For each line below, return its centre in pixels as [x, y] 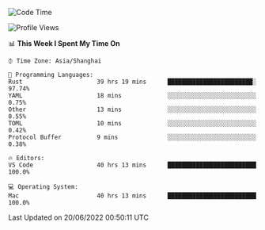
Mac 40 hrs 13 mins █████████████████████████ [132, 196]
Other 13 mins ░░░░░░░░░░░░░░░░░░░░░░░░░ [132, 109]
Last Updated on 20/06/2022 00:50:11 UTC [78, 217]
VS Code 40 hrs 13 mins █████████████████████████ [132, 165]
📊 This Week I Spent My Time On [64, 43]
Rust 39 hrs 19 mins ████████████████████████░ [132, 82]
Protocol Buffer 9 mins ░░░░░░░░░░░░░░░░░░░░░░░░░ [132, 137]
